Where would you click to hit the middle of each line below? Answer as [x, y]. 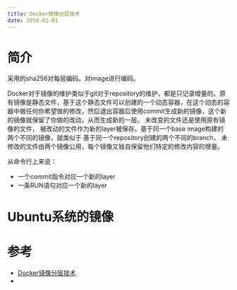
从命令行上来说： [32, 162]
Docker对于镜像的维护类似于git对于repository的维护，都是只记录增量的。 [114, 93]
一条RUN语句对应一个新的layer [62, 185]
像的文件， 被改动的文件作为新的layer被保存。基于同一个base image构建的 [116, 129]
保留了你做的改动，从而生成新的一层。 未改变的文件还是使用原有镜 [128, 120]
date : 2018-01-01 [33, 21]
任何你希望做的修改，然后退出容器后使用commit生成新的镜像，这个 [123, 111]
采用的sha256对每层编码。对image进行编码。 [73, 79]
